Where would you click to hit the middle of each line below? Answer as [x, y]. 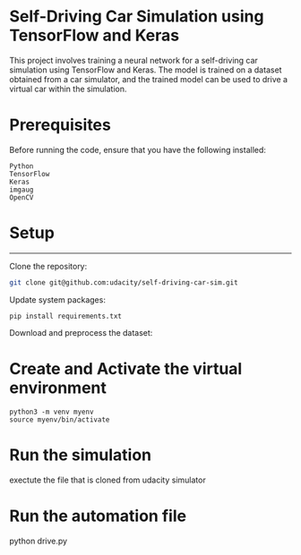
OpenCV [21, 197]
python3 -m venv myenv [52, 412]
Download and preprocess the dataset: [81, 332]
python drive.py [39, 541]
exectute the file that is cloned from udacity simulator [107, 480]
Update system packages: [57, 299]
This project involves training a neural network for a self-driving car [133, 60]
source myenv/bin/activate [60, 419]
